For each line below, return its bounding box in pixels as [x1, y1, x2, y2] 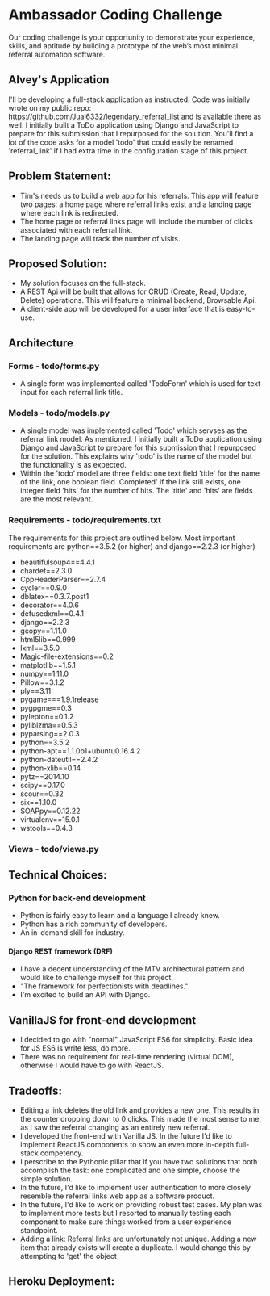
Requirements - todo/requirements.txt [8, 514, 162, 526]
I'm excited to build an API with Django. [19, 990, 151, 1000]
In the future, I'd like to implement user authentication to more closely [19, 1183, 251, 1193]
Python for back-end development [8, 892, 147, 904]
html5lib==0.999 [19, 634, 76, 644]
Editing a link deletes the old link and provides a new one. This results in [19, 1105, 260, 1115]
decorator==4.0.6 [19, 600, 79, 610]
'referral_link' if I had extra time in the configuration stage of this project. [8, 145, 249, 155]
